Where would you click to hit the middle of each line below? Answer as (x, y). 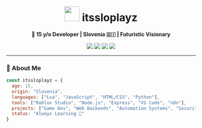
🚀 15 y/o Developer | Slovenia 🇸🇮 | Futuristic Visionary (101, 34)
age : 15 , (23, 86)
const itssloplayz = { (35, 81)
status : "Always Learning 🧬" (48, 114)
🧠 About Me (24, 68)
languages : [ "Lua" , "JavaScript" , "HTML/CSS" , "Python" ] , (86, 97)
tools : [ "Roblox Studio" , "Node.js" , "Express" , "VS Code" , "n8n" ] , (99, 103)
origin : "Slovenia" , (37, 92)
